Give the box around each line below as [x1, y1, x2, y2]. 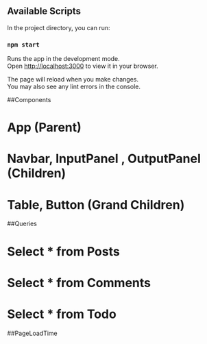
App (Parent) [7, 120, 82, 136]
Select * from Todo [7, 306, 117, 321]
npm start [7, 40, 40, 49]
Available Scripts [7, 5, 81, 17]
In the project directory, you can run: [7, 23, 110, 32]
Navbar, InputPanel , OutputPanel [7, 151, 201, 167]
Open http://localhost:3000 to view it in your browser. [7, 62, 159, 71]
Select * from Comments [7, 275, 151, 291]
